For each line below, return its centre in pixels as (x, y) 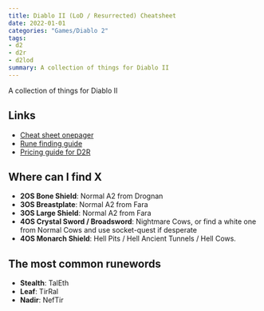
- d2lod (21, 61)
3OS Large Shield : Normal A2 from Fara (85, 213)
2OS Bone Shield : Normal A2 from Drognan (91, 196)
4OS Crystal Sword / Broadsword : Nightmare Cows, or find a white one (138, 221)
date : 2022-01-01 (37, 23)
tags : (17, 38)
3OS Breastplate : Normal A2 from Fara (84, 205)
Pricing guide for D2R (55, 152)
